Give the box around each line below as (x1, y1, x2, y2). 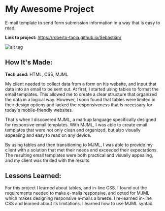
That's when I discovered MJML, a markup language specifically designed (5, 117, 156, 122)
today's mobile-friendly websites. (5, 107, 73, 113)
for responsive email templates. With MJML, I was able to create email (5, 121, 148, 127)
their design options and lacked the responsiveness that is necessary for (5, 102, 153, 108)
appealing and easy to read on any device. (5, 132, 92, 138)
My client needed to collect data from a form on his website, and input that (5, 81, 157, 87)
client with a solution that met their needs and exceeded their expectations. (5, 147, 158, 153)
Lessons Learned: (5, 172, 62, 180)
